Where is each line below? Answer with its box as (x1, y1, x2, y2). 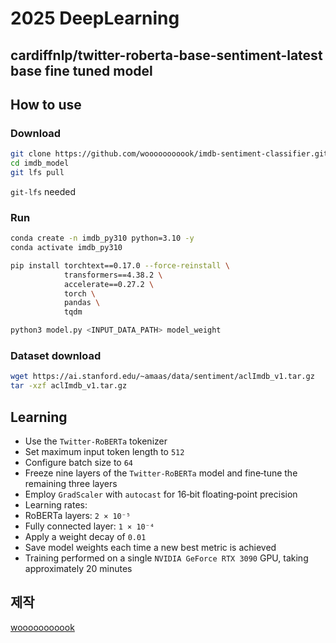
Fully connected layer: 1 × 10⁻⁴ (24, 520, 155, 532)
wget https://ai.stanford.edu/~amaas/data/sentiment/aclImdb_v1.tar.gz (10, 372, 315, 382)
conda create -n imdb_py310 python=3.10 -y (10, 233, 195, 244)
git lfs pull (10, 168, 65, 178)
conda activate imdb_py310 (10, 243, 123, 253)
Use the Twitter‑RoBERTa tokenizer (24, 435, 168, 447)
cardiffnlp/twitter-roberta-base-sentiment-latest (10, 47, 323, 64)
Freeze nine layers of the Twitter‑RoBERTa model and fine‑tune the (24, 467, 298, 479)
